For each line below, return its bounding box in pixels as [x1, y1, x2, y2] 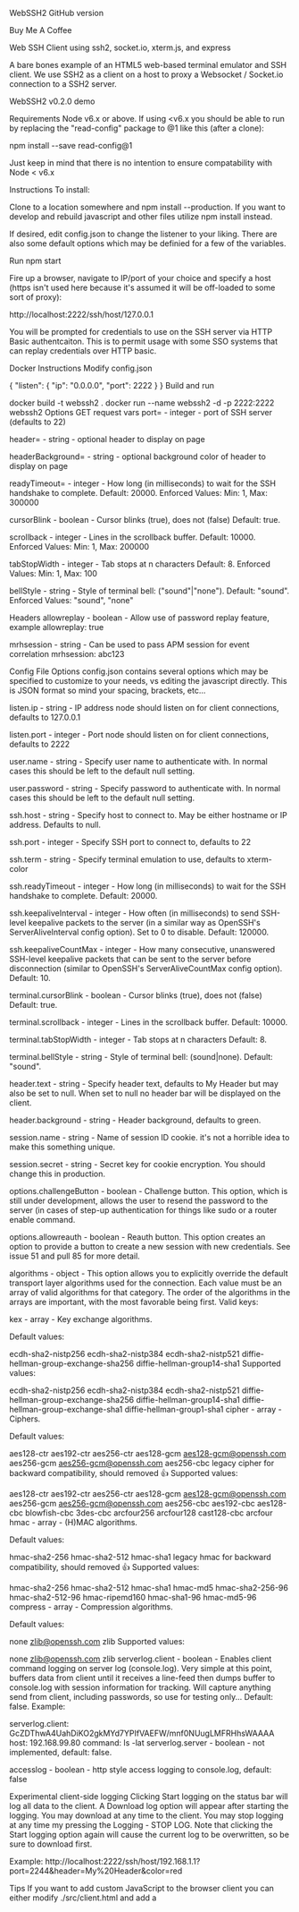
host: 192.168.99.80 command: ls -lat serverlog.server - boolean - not [9, 1737, 265, 1748]
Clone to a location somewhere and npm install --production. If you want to [9, 201, 286, 212]
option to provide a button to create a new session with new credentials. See [9, 1242, 291, 1251]
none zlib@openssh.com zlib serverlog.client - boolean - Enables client [9, 1653, 272, 1664]
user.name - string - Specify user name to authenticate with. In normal [9, 756, 268, 766]
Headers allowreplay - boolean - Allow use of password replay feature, [9, 612, 270, 623]
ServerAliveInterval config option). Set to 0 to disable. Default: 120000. [9, 926, 270, 937]
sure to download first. [9, 1839, 93, 1849]
